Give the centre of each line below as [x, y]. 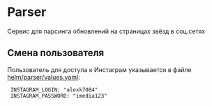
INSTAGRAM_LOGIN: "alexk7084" [54, 90]
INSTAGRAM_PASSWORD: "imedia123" [59, 96]
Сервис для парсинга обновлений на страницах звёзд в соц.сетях [106, 31]
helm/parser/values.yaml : [44, 77]
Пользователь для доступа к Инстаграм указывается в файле [99, 69]
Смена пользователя [56, 53]
